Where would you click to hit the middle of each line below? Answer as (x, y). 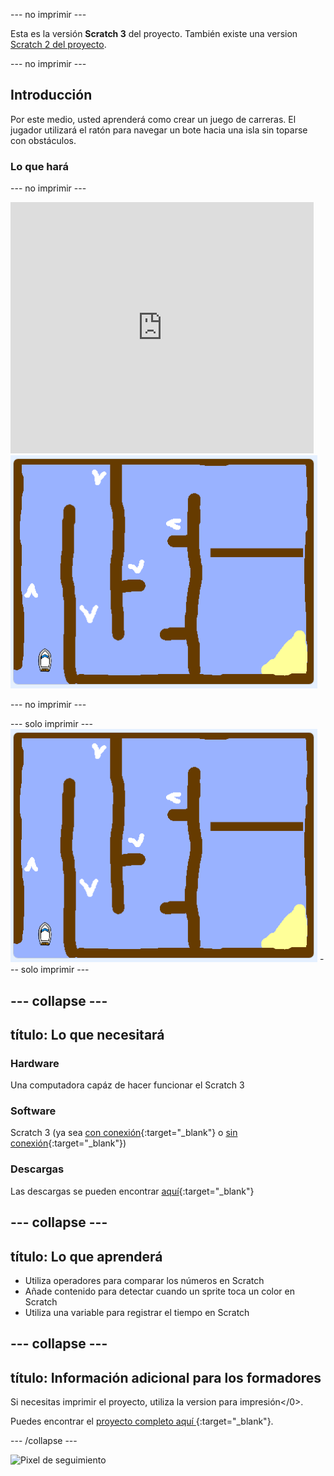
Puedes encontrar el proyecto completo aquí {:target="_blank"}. (142, 1421)
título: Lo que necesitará (87, 1034)
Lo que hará (39, 166)
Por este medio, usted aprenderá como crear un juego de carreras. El (153, 119)
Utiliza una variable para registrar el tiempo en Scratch (137, 1312)
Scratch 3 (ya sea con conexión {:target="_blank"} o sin (124, 1133)
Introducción (51, 95)
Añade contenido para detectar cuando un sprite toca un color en (159, 1291)
